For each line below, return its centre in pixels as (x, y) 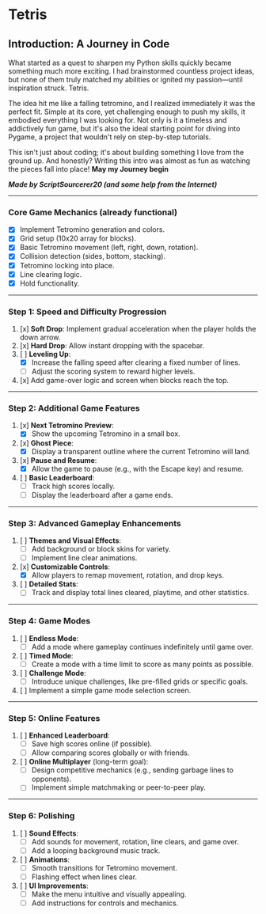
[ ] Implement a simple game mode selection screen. (105, 690)
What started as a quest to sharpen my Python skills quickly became (120, 63)
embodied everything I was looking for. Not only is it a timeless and (118, 120)
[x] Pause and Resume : (58, 460)
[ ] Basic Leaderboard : (57, 477)
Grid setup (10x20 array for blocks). (78, 238)
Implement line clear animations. (84, 558)
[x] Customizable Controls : (65, 567)
